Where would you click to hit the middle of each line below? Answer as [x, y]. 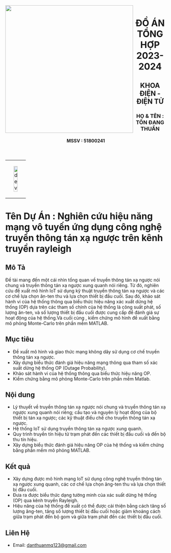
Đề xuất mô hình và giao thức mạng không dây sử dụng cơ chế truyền [86, 351]
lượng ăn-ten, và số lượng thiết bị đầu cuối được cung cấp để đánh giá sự [82, 312]
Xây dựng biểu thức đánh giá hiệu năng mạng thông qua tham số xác [85, 363]
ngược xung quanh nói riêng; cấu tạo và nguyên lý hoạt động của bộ [85, 413]
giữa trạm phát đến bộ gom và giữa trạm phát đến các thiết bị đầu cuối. [88, 517]
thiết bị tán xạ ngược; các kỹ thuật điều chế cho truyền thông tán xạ [84, 418]
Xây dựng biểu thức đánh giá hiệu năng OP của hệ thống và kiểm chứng [88, 445]
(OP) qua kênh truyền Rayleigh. [45, 500]
